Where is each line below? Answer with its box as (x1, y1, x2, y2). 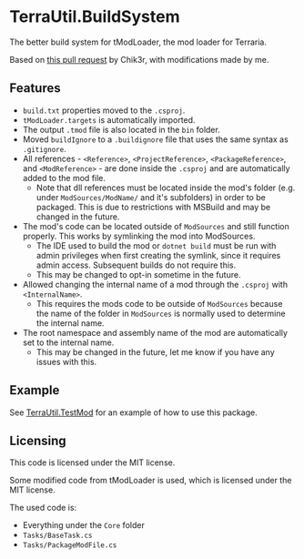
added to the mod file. (22, 172, 106, 183)
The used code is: (9, 503, 77, 513)
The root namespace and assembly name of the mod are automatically (22, 327, 289, 338)
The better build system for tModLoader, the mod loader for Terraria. (9, 36, 267, 47)
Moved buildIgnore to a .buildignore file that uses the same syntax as (22, 134, 289, 145)
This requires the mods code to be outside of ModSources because (35, 298, 283, 309)
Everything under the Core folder (22, 520, 146, 531)
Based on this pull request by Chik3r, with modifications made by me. (9, 54, 269, 65)
